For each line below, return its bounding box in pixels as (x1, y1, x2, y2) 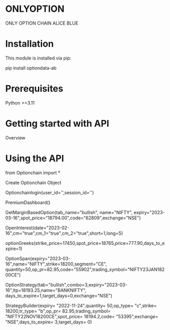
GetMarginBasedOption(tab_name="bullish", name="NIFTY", (5, 209, 133, 215)
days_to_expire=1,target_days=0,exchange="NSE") (5, 293, 112, 299)
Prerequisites (5, 83, 64, 95)
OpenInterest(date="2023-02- (5, 224, 70, 231)
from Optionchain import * (5, 170, 61, 176)
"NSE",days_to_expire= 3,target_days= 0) (5, 319, 92, 325)
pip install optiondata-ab (5, 65, 57, 71)
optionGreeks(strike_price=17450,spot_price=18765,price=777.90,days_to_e (5, 240, 165, 246)
